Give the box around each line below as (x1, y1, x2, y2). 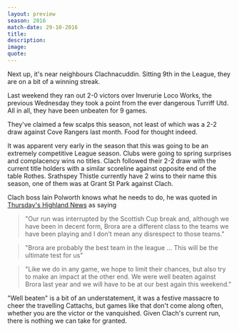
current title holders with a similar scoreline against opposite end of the (7, 164, 217, 172)
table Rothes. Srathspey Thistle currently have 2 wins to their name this (7, 172, 218, 180)
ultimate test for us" (24, 251, 83, 259)
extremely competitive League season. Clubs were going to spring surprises (7, 149, 232, 157)
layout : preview (7, 10, 56, 18)
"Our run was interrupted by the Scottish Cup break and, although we (24, 214, 230, 223)
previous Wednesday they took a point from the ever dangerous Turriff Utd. (7, 98, 229, 107)
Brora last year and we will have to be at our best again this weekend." (24, 279, 232, 289)
